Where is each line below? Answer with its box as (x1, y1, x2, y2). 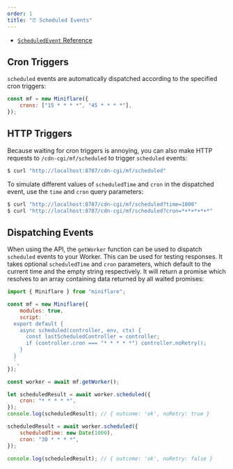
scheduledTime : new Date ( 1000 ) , (19, 429, 113, 436)
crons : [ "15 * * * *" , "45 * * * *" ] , (19, 102, 132, 109)
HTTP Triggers (7, 128, 72, 140)
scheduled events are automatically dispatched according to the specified (7, 75, 218, 83)
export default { (13, 320, 64, 327)
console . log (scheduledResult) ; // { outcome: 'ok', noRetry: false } (7, 455, 214, 462)
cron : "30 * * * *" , (19, 435, 79, 443)
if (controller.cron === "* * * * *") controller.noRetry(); (25, 340, 207, 347)
